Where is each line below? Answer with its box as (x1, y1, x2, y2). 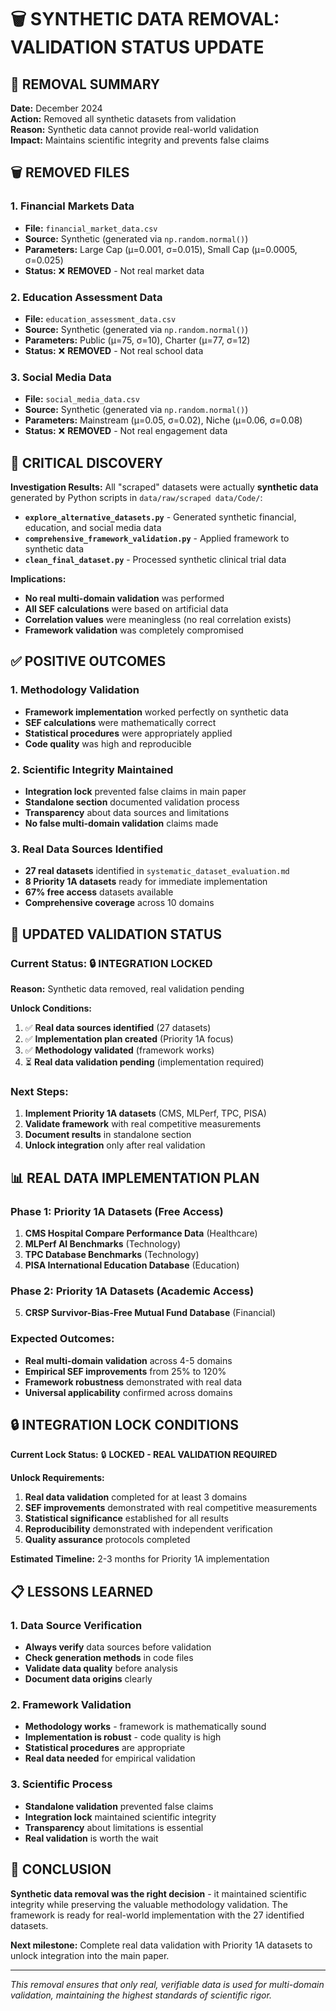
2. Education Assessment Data (10, 290, 163, 304)
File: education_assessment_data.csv (24, 312, 177, 325)
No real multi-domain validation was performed (24, 592, 225, 605)
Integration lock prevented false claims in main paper (24, 786, 247, 798)
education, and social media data (24, 522, 162, 534)
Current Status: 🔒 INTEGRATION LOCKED (10, 956, 213, 970)
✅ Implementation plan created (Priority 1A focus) (24, 1033, 234, 1045)
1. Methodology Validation (10, 683, 140, 697)
